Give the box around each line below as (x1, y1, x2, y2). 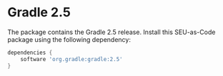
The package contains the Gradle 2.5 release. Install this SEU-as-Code (7, 28, 216, 36)
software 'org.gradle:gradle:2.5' (20, 55, 123, 63)
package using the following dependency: (7, 35, 131, 43)
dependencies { (7, 49, 53, 56)
